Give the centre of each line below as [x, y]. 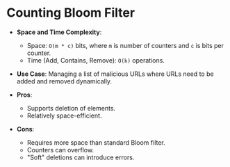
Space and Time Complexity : [59, 32]
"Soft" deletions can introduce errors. [81, 157]
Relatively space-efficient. [64, 116]
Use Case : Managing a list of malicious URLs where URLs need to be [115, 74]
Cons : [25, 129]
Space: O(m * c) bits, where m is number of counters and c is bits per [125, 45]
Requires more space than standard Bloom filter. [96, 142]
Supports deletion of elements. [71, 108]
